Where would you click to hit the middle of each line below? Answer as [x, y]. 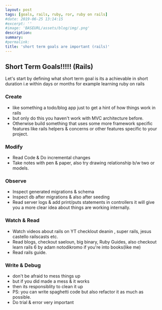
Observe [16, 181]
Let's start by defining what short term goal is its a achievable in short [77, 79]
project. [20, 134]
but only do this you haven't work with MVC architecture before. [78, 118]
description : [19, 33]
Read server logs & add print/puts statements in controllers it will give [83, 202]
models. [21, 168]
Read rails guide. [30, 252]
